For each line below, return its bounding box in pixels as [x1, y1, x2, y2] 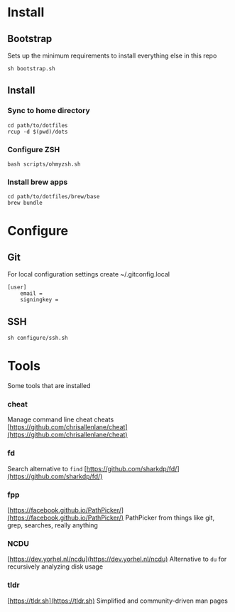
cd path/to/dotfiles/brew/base [7, 193, 100, 200]
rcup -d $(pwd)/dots [7, 128, 69, 135]
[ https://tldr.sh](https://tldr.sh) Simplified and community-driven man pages [7, 596, 229, 605]
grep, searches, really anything [7, 520, 98, 530]
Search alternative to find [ [7, 464, 87, 473]
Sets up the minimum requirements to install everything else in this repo [7, 51, 217, 60]
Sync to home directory [7, 106, 90, 116]
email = [20, 290, 43, 297]
